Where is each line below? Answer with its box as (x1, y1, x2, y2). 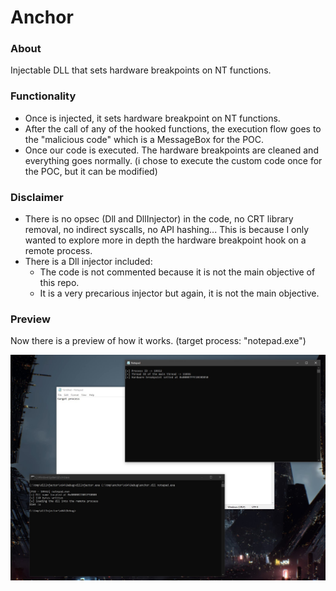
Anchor (10, 6, 74, 29)
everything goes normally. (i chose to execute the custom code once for (24, 154, 323, 166)
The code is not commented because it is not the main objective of (39, 266, 316, 278)
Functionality (10, 89, 77, 103)
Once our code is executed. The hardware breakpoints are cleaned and (24, 144, 319, 156)
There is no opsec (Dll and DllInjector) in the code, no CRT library (24, 213, 294, 225)
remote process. (24, 245, 93, 257)
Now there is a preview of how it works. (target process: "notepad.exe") (10, 335, 307, 347)
